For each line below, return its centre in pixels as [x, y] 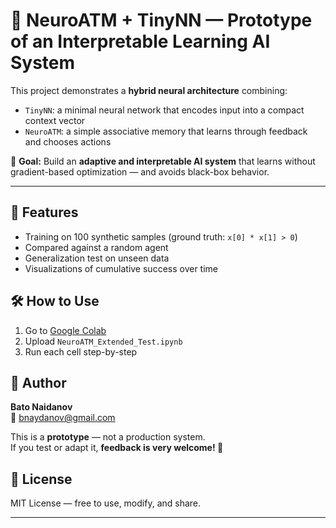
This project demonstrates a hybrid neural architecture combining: [149, 90]
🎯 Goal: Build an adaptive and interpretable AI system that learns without [163, 161]
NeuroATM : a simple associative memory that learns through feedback [166, 131]
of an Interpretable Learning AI [140, 41]
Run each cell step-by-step [81, 351]
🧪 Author [38, 382]
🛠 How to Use [55, 301]
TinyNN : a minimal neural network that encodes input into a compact [164, 110]
